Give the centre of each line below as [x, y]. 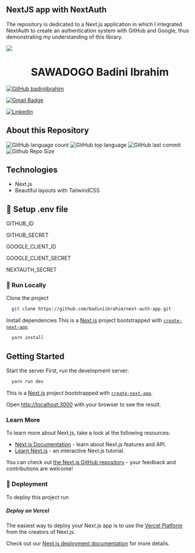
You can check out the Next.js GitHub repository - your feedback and [91, 462]
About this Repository [48, 131]
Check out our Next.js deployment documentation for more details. [88, 543]
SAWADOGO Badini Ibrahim [100, 72]
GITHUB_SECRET [27, 235]
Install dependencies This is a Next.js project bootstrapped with [84, 321]
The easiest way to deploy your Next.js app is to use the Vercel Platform [95, 526]
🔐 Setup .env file [37, 209]
